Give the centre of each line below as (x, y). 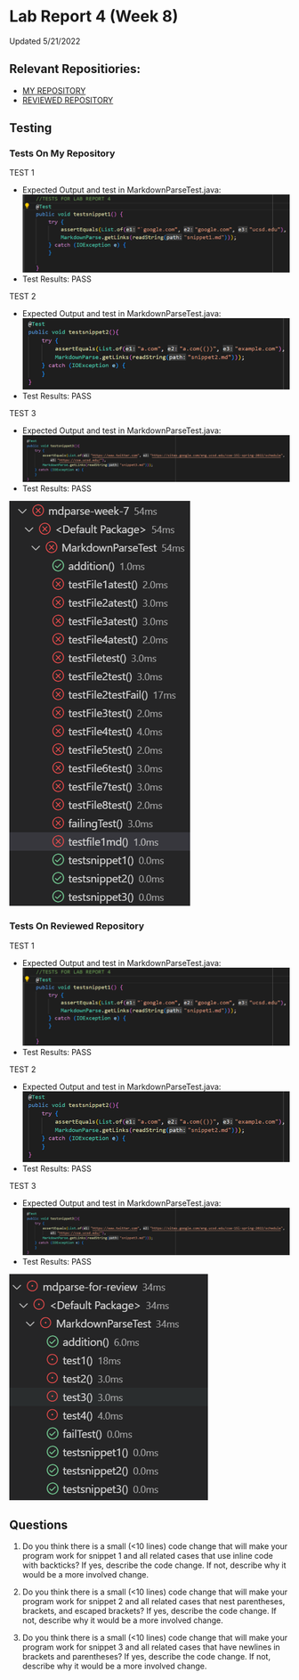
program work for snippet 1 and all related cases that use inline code (147, 1556)
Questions (39, 1524)
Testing (31, 128)
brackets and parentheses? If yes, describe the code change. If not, (146, 1657)
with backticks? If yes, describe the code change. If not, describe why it (154, 1565)
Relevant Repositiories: (75, 69)
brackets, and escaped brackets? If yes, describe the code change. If (149, 1611)
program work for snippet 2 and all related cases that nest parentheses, (154, 1602)
